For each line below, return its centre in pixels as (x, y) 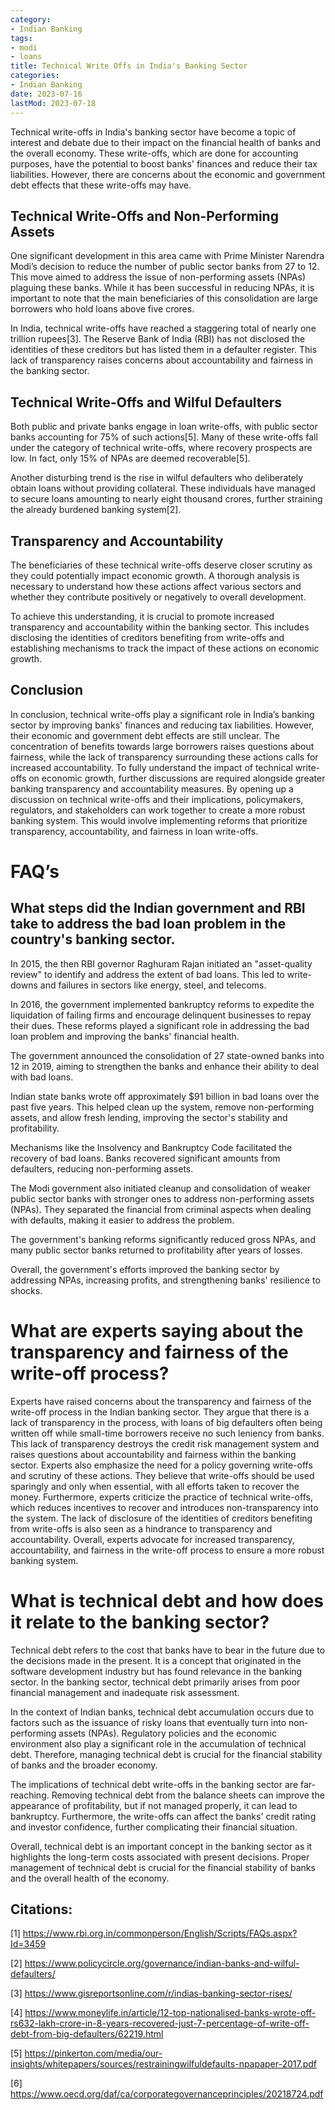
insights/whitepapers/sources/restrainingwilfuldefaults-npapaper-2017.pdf (164, 2064)
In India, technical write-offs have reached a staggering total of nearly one (163, 328)
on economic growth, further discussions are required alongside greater (177, 778)
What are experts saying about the (157, 1330)
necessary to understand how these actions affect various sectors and (156, 586)
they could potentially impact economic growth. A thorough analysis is (155, 575)
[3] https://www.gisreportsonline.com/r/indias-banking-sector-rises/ (151, 1993)
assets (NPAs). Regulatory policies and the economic (167, 1733)
